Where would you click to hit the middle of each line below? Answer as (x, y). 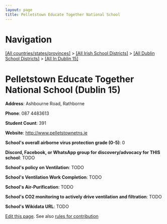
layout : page (19, 10)
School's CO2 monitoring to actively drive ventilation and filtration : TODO (83, 197)
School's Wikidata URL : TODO (37, 206)
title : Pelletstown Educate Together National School (63, 15)
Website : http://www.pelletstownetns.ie (47, 133)
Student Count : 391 (26, 123)
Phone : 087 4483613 (27, 113)
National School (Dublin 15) (63, 90)
